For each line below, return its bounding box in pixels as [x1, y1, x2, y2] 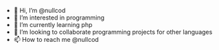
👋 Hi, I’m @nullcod [13, 7, 66, 14]
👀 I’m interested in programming [13, 14, 105, 22]
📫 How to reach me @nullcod [13, 36, 100, 43]
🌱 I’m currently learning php [13, 21, 93, 28]
